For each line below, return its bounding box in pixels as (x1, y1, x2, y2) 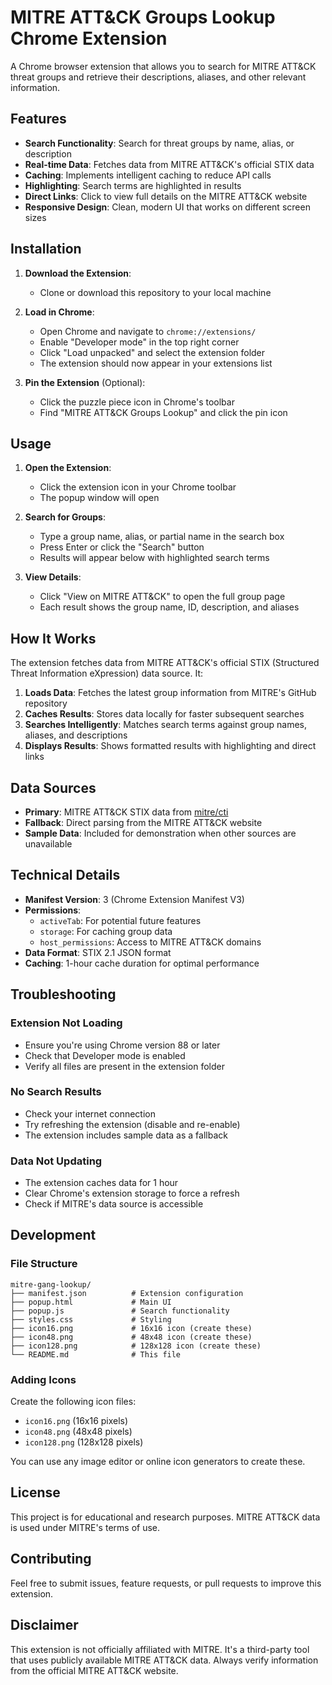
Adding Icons (10, 1372, 77, 1386)
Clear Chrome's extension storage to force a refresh (24, 1187, 240, 1200)
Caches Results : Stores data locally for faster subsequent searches (24, 708, 305, 720)
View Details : (24, 571, 82, 583)
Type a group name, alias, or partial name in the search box (39, 531, 285, 543)
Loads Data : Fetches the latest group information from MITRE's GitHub (24, 687, 317, 699)
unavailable (24, 838, 73, 850)
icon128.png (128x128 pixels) (24, 1436, 144, 1448)
